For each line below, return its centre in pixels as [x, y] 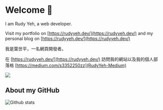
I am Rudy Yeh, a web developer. [39, 24]
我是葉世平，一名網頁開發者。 [35, 48]
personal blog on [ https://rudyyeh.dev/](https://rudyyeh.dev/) [68, 38]
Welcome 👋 [29, 10]
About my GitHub [32, 91]
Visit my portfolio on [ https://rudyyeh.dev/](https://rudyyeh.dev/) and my [79, 33]
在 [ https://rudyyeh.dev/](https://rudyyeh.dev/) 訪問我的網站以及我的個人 [79, 59]
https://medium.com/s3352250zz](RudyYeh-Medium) [72, 65]
